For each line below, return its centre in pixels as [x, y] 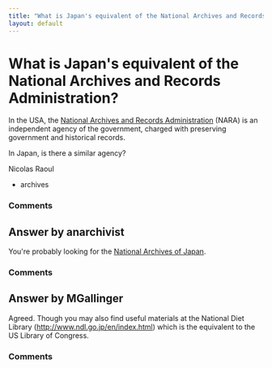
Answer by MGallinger [66, 299]
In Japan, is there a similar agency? [67, 153]
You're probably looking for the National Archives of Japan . [107, 251]
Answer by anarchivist [66, 232]
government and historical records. [67, 138]
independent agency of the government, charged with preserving [117, 129]
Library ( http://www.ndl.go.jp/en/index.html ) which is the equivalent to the [132, 327]
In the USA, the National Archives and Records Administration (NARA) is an [133, 120]
